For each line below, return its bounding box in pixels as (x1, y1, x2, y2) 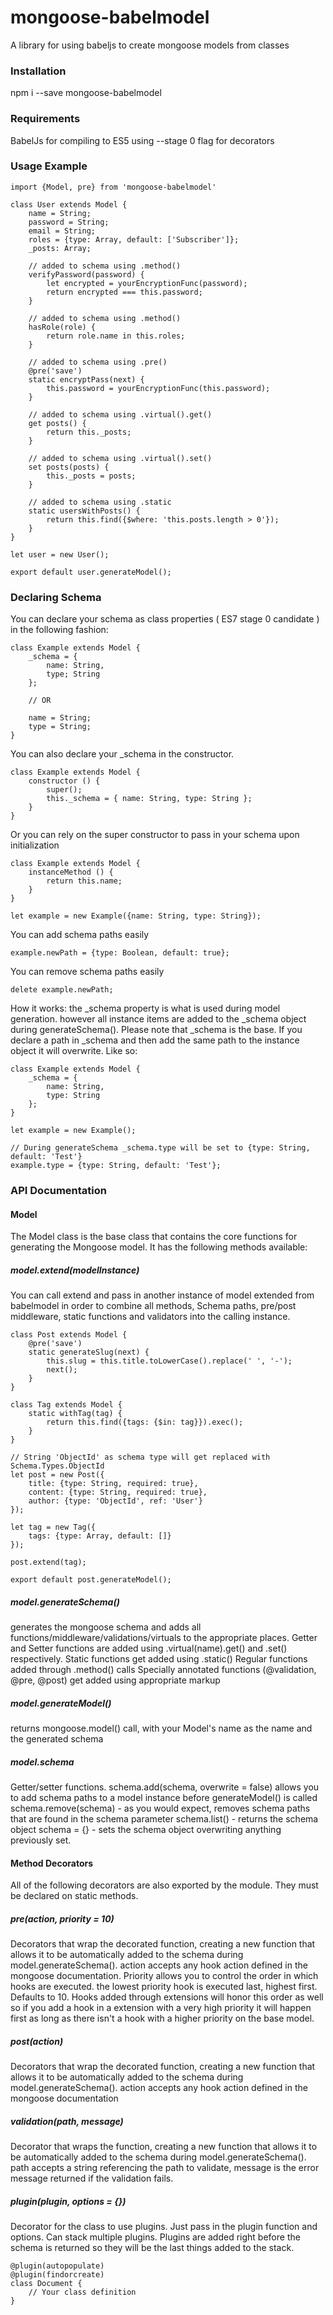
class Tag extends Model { (10, 1400, 123, 1410)
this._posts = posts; (46, 471, 137, 481)
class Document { (10, 2279, 83, 2289)
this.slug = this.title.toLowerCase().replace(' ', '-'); (46, 1356, 293, 1366)
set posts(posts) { (28, 462, 110, 472)
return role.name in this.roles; (46, 331, 186, 341)
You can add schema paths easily (10, 929, 150, 941)
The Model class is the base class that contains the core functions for (10, 1231, 298, 1243)
